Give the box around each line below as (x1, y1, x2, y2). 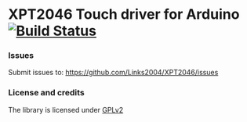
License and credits (8, 88, 85, 99)
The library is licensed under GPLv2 (8, 105, 124, 114)
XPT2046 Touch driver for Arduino (8, 5, 240, 23)
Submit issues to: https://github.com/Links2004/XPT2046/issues (8, 68, 219, 77)
